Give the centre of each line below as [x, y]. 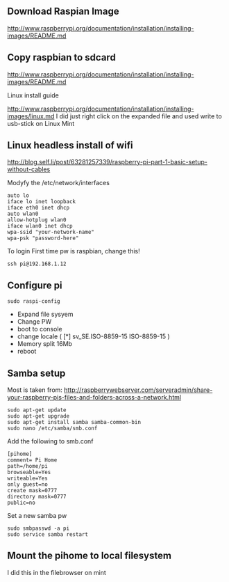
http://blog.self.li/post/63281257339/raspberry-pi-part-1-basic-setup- [108, 162]
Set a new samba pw [37, 516]
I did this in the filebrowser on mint [57, 572]
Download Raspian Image [63, 11]
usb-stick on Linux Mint [41, 123]
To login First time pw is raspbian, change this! [74, 251]
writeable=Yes [28, 479]
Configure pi [35, 285]
